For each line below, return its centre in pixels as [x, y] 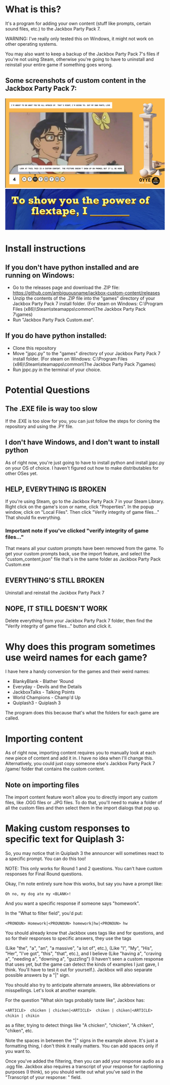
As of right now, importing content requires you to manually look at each [80, 753]
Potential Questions [48, 390]
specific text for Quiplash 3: [65, 839]
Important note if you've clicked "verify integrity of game [77, 531]
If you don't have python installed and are [72, 267]
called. [12, 718]
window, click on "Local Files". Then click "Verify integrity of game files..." [82, 512]
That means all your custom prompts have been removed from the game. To [84, 548]
